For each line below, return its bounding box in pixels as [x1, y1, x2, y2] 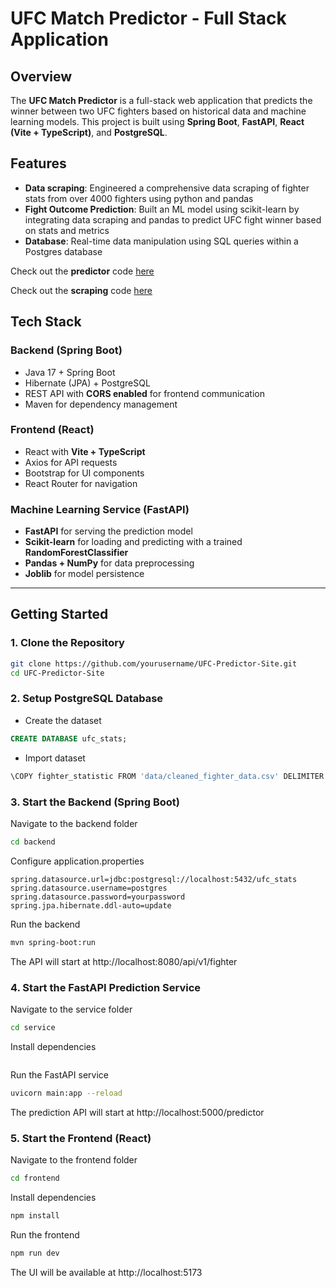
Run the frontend [10, 1228, 80, 1241]
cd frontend [10, 1173, 60, 1183]
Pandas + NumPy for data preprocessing [24, 557, 195, 569]
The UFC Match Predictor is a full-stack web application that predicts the [10, 95, 313, 106]
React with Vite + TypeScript [24, 445, 146, 457]
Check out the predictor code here [10, 265, 155, 277]
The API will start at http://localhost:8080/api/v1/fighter [10, 955, 238, 967]
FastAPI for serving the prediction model [24, 525, 193, 537]
